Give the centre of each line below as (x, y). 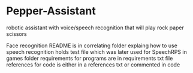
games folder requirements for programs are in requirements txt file (90, 58)
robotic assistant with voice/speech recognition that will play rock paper (95, 28)
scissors (16, 34)
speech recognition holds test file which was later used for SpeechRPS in (96, 51)
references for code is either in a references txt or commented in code (93, 65)
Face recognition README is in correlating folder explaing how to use (92, 45)
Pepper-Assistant (51, 11)
